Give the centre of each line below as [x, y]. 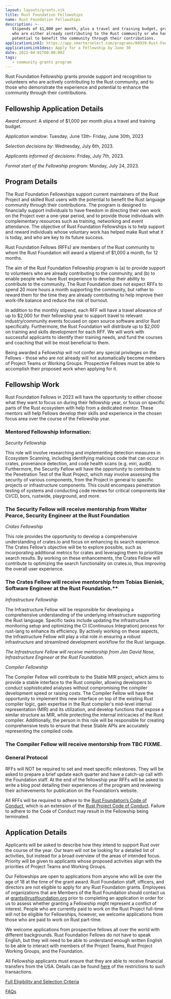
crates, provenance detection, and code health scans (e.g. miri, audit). [79, 463]
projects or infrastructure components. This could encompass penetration [83, 485]
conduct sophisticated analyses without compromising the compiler [76, 688]
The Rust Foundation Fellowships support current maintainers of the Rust [82, 194]
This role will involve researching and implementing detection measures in [83, 452]
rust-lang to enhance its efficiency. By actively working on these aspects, [82, 631]
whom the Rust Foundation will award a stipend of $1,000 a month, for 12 [82, 252]
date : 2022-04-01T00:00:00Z [35, 52]
